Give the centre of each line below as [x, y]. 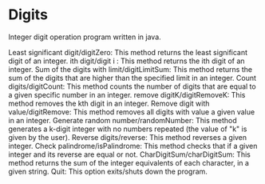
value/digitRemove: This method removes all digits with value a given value [132, 112]
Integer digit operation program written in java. [85, 37]
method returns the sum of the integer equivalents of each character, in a [129, 162]
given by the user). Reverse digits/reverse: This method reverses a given [128, 137]
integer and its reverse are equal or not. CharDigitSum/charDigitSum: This [130, 154]
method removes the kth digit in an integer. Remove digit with [109, 103]
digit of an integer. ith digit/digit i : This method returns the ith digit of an [127, 61]
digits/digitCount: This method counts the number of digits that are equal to [132, 86]
